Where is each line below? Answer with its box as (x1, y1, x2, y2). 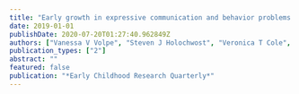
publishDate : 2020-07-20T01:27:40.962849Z (9, 30, 171, 38)
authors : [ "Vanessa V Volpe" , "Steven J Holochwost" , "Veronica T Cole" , (9, 38, 292, 47)
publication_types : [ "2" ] (9, 47, 106, 56)
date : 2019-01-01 (9, 21, 75, 30)
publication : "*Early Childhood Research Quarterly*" (9, 72, 215, 81)
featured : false (9, 64, 70, 73)
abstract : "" (9, 55, 58, 64)
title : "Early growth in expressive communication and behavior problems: (9, 13, 295, 22)
